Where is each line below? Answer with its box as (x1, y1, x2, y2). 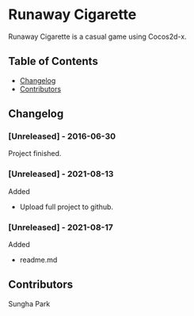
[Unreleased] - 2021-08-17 (8, 222, 113, 233)
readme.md (19, 255, 58, 265)
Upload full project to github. (19, 202, 113, 211)
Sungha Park (8, 299, 51, 308)
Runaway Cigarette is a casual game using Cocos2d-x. (8, 32, 188, 41)
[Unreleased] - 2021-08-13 (8, 169, 114, 180)
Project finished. (8, 149, 62, 158)
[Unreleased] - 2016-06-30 (8, 131, 116, 142)
